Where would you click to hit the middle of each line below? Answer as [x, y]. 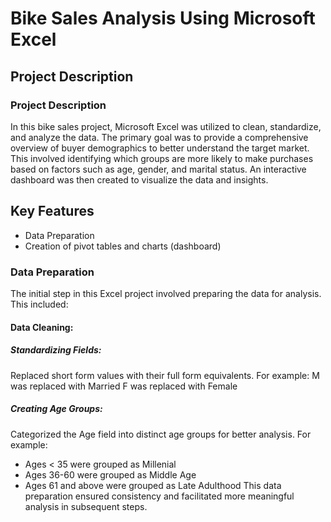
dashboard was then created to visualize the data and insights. [139, 179]
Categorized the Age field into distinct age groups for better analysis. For [161, 434]
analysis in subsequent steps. [86, 506]
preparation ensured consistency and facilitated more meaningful [159, 496]
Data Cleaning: [42, 327]
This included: [39, 304]
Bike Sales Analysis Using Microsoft [163, 18]
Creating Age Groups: [56, 409]
